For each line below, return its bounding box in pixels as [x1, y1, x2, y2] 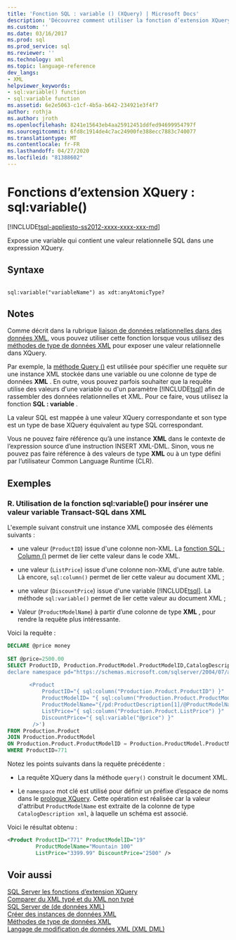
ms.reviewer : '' [7, 50, 55, 57]
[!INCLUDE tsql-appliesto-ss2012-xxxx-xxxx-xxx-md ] [7, 222, 160, 231]
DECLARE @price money [7, 643, 71, 650]
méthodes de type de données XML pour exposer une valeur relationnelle [7, 342, 221, 350]
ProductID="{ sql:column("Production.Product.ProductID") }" [41, 688, 225, 695]
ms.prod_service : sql [7, 43, 71, 50]
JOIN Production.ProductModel [7, 734, 96, 741]
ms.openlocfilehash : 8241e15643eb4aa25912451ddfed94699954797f [7, 121, 197, 129]
